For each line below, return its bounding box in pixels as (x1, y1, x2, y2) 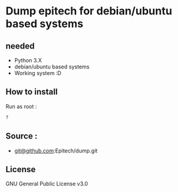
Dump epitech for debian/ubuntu (5, 4, 173, 18)
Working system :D (14, 70, 62, 76)
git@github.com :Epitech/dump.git (14, 147, 98, 154)
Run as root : (5, 103, 37, 110)
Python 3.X (14, 57, 43, 64)
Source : (5, 131, 38, 142)
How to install (5, 87, 58, 97)
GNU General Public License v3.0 (5, 180, 88, 187)
